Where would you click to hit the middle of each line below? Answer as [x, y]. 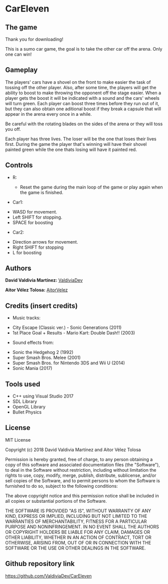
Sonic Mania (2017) [32, 368]
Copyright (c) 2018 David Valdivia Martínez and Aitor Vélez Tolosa [73, 450]
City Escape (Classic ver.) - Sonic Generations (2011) [67, 328]
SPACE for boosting [33, 222]
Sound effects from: [33, 343]
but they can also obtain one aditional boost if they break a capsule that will [83, 109]
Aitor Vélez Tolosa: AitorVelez [37, 290]
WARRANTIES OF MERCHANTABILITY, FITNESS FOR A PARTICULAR [76, 521]
